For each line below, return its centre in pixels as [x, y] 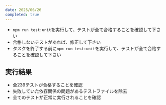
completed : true [22, 15]
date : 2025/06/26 [23, 10]
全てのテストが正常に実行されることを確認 [57, 97]
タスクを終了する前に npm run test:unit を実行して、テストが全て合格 [85, 48]
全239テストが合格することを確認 [48, 85]
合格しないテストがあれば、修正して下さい [57, 42]
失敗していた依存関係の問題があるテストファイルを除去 [70, 91]
